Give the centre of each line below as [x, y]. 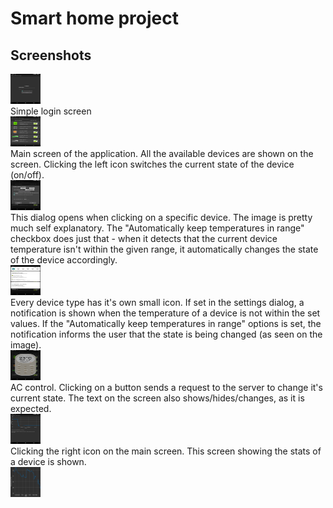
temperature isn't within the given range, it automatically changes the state [164, 249]
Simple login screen [51, 111]
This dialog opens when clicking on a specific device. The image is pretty [161, 217]
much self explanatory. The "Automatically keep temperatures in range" [157, 228]
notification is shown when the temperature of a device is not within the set [165, 313]
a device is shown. [48, 461]
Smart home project [94, 18]
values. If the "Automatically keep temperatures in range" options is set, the [166, 323]
